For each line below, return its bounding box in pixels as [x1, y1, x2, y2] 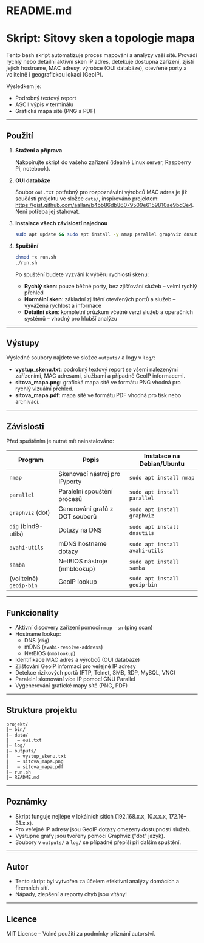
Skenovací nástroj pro [58, 470, 121, 478]
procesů [58, 495, 82, 503]
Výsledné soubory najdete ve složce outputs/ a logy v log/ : [6, 354, 156, 361]
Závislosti [6, 421, 44, 432]
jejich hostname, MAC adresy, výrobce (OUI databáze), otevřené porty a [6, 64, 187, 72]
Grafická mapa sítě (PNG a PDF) [15, 107, 96, 115]
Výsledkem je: [6, 83, 42, 90]
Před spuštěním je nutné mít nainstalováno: [6, 438, 114, 445]
